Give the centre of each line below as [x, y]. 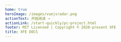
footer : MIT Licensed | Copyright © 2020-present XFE [61, 28]
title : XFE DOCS [21, 32]
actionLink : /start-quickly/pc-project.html [51, 23]
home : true [16, 9]
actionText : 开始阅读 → [27, 18]
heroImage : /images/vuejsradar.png [41, 14]
